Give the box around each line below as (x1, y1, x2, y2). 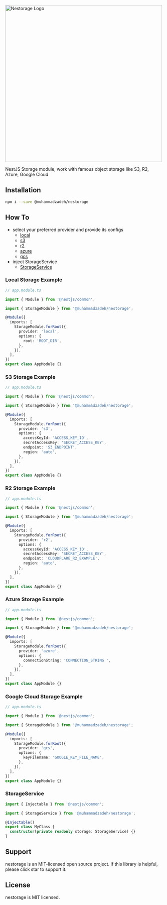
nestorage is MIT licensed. (5, 894, 60, 900)
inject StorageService (12, 259, 58, 265)
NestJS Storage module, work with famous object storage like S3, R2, (5, 166, 149, 172)
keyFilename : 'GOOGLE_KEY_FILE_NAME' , (23, 755, 104, 760)
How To (5, 213, 30, 222)
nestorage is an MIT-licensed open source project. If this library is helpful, (5, 861, 158, 867)
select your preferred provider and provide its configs (12, 227, 124, 233)
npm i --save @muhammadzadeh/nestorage (5, 199, 89, 204)
